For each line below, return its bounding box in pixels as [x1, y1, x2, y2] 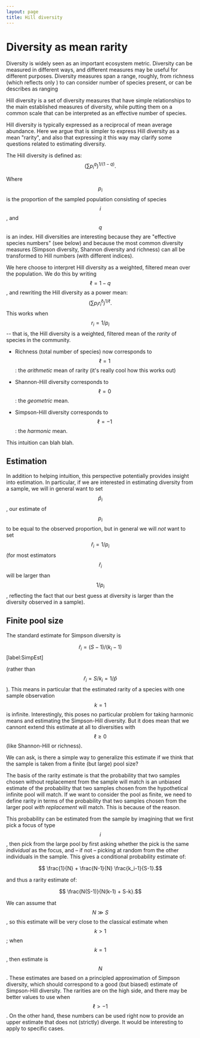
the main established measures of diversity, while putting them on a [6, 103, 173, 111]
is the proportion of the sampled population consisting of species [6, 195, 167, 202]
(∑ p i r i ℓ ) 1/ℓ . [88, 298, 112, 308]
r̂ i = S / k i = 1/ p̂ [83, 675, 118, 683]
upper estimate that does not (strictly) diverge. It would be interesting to [6, 1019, 183, 1026]
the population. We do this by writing [6, 270, 97, 277]
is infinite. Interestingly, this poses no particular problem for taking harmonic [6, 711, 194, 718]
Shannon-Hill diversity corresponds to [14, 378, 109, 385]
